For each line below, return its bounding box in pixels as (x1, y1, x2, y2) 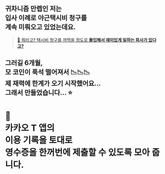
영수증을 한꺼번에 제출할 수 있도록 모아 (5, 147, 150, 158)
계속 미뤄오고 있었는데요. (5, 23, 76, 31)
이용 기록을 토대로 (5, 135, 73, 146)
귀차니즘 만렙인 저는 (5, 4, 62, 13)
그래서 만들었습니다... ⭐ (5, 89, 73, 97)
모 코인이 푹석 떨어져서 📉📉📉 (5, 68, 90, 76)
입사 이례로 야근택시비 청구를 (5, 14, 87, 22)
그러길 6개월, (5, 59, 43, 67)
